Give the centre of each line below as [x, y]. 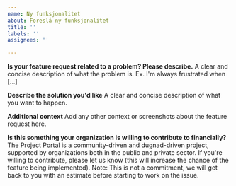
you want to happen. [37, 103]
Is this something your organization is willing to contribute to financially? [117, 138]
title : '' [22, 27]
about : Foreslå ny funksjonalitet [58, 21]
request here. [27, 124]
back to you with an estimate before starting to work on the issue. [103, 175]
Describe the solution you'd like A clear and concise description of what [114, 95]
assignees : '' [28, 40]
